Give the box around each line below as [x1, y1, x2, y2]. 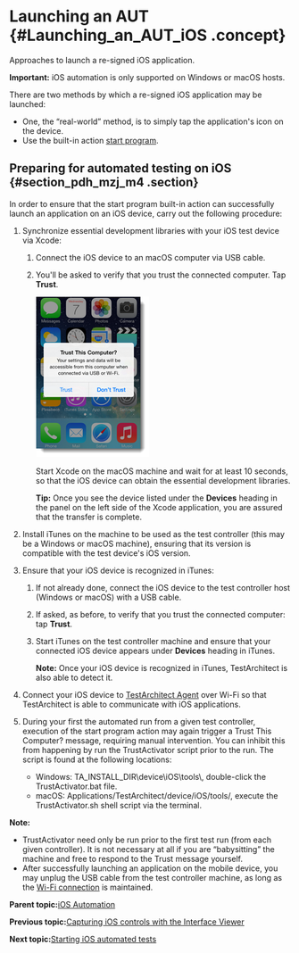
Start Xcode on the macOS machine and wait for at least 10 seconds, [35, 466, 288, 476]
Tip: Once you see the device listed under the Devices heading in [35, 493, 278, 503]
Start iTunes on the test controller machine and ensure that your [35, 635, 271, 646]
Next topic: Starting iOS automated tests [9, 933, 157, 944]
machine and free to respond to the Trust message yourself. [21, 853, 244, 864]
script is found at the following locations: [21, 754, 172, 765]
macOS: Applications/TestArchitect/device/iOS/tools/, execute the [35, 790, 278, 800]
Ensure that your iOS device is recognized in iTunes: [21, 565, 214, 576]
